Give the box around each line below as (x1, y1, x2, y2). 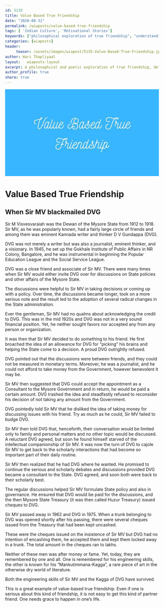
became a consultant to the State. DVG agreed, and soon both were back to (5, 472, 157, 477)
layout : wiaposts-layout (5, 59, 60, 65)
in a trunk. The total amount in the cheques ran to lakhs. (5, 541, 118, 547)
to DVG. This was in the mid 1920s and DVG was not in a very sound (5, 316, 142, 322)
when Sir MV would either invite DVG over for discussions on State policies (5, 271, 156, 277)
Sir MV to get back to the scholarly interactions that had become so (5, 447, 141, 452)
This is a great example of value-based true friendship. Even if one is (5, 585, 144, 591)
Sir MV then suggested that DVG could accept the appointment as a (5, 381, 142, 386)
